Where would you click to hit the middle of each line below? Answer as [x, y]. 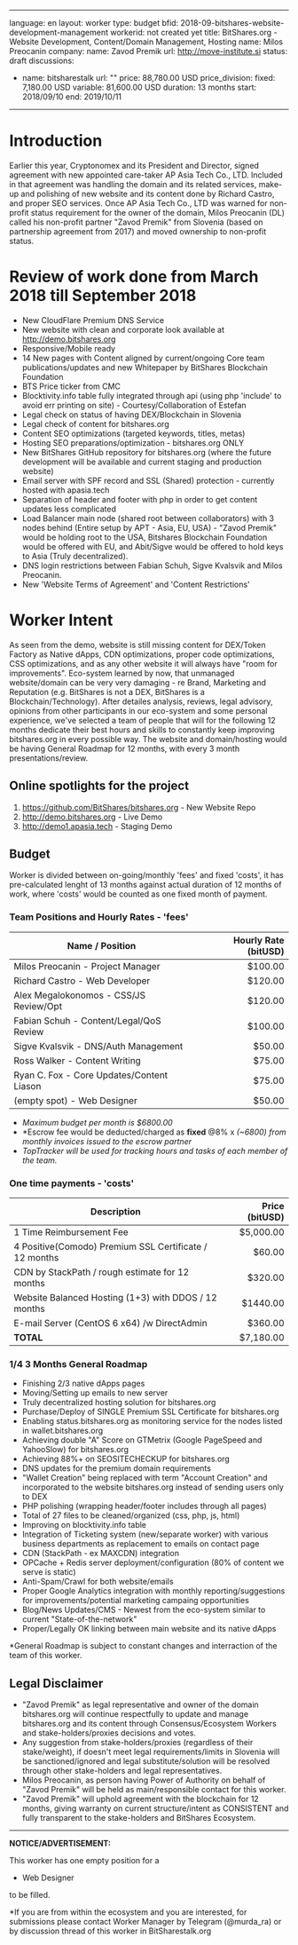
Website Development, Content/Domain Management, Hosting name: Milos [146, 42]
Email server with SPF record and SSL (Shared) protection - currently [148, 480]
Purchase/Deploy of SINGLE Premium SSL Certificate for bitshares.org [150, 1411]
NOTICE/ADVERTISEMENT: [60, 1844]
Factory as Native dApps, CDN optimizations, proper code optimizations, [142, 654]
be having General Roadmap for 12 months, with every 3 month [125, 748]
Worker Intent [61, 620]
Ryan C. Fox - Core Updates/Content [91, 1075]
